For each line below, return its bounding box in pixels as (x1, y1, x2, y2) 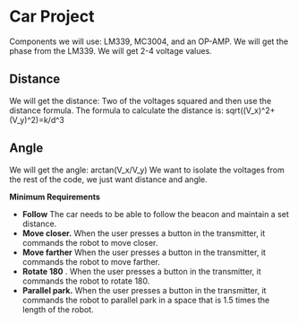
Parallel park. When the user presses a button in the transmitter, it (21, 285, 267, 295)
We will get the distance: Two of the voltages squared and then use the (9, 95, 272, 106)
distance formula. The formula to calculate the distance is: (9, 105, 224, 116)
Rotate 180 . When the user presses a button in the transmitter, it (21, 266, 261, 276)
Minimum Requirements (9, 191, 101, 202)
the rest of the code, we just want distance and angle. (9, 173, 208, 185)
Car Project (9, 6, 96, 27)
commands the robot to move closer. (21, 237, 158, 248)
